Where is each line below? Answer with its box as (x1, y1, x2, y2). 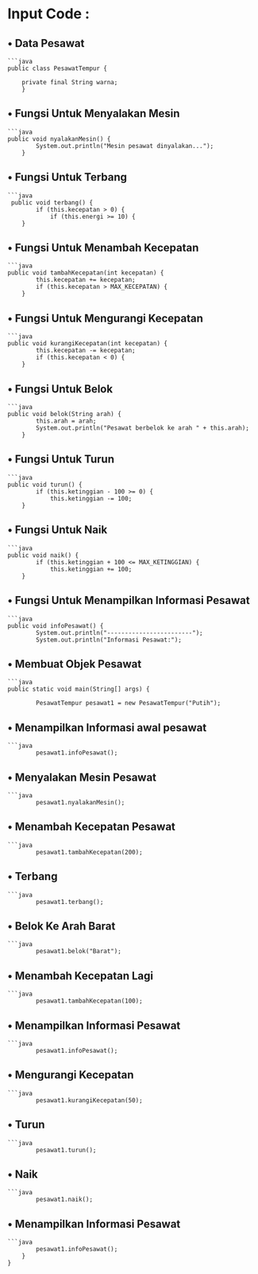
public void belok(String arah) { (7, 411, 122, 419)
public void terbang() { (10, 198, 93, 207)
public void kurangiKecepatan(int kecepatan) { (7, 340, 168, 348)
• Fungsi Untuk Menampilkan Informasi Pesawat (7, 594, 251, 607)
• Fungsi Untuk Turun (7, 453, 114, 466)
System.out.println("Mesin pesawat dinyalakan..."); (36, 142, 214, 150)
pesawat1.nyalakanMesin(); (36, 798, 125, 806)
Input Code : (7, 5, 90, 23)
